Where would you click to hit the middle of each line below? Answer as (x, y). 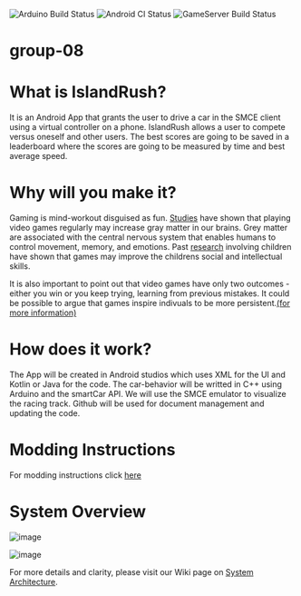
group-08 (47, 51)
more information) (43, 313)
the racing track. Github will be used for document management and (137, 403)
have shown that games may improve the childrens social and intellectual (146, 257)
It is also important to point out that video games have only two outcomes (146, 284)
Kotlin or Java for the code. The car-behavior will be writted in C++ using (146, 384)
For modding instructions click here (76, 475)
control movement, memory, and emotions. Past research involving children (150, 247)
